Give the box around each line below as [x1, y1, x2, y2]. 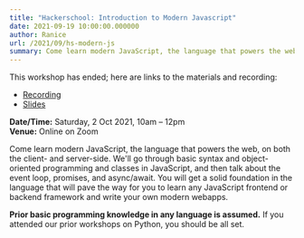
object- [241, 153, 269, 164]
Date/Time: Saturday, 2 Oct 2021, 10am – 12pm [9, 117, 185, 128]
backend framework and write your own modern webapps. [9, 192, 229, 203]
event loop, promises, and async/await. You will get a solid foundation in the [9, 173, 293, 184]
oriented [9, 163, 41, 174]
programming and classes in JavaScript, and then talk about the [42, 163, 281, 174]
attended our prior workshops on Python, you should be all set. [9, 219, 245, 230]
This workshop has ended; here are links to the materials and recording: [9, 71, 278, 82]
